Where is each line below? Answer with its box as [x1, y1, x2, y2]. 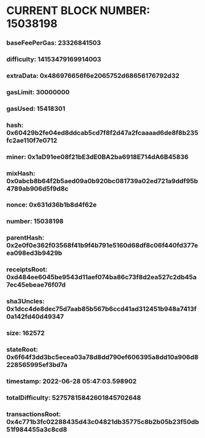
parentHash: [6, 233, 45, 242]
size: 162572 [6, 329, 45, 338]
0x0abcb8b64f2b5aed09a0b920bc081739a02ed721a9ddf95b [6, 176, 198, 185]
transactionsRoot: [6, 410, 61, 418]
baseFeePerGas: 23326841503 [6, 39, 101, 47]
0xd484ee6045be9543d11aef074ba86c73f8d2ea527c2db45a [6, 273, 197, 282]
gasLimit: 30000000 [6, 88, 70, 96]
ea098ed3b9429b [6, 249, 62, 257]
